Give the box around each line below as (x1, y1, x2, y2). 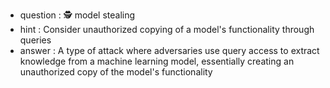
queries (19, 34, 52, 46)
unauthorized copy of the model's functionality (19, 66, 213, 78)
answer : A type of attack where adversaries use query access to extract (19, 45, 320, 56)
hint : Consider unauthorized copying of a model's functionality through (19, 24, 315, 35)
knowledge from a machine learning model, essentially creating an (19, 55, 295, 67)
